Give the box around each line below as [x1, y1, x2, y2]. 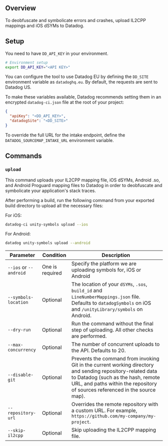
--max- [7, 342, 23, 348]
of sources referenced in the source [71, 386, 156, 393]
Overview [5, 4, 36, 12]
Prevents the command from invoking [71, 355, 159, 362]
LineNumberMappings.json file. [71, 293, 140, 300]
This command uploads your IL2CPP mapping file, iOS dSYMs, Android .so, [5, 177, 160, 183]
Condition [42, 252, 66, 259]
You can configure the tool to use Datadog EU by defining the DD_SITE [5, 73, 149, 79]
